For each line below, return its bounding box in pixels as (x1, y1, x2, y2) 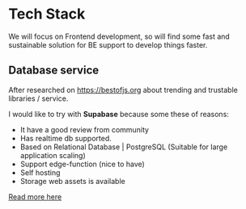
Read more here (8, 191, 62, 202)
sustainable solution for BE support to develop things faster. (8, 40, 208, 49)
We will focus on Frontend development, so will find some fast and (8, 31, 231, 41)
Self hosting (19, 167, 61, 178)
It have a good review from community (19, 124, 150, 134)
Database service (8, 64, 100, 77)
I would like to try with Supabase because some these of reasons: (8, 109, 229, 119)
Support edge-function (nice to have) (19, 159, 146, 169)
